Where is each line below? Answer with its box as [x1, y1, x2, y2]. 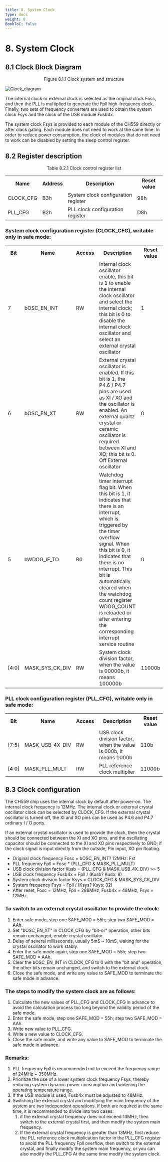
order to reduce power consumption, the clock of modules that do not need [5, 132, 161, 138]
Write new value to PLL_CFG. [12, 1026, 72, 1032]
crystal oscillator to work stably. [12, 943, 78, 949]
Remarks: [5, 1054, 29, 1061]
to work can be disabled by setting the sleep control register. [5, 137, 130, 143]
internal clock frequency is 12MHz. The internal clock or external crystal [5, 804, 153, 810]
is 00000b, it [99, 668, 129, 675]
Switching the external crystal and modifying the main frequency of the [12, 1098, 159, 1104]
